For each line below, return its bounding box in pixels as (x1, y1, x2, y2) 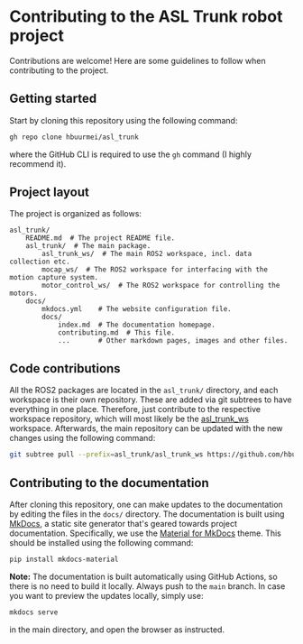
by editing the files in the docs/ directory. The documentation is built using (9, 508, 285, 520)
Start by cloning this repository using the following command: (9, 115, 238, 125)
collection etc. (9, 257, 70, 267)
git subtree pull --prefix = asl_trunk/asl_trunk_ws (9, 450, 204, 459)
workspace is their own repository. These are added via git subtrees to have (9, 394, 292, 405)
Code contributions (9, 361, 121, 376)
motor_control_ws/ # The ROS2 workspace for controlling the (41, 281, 280, 290)
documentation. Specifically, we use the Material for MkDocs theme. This (9, 528, 281, 538)
